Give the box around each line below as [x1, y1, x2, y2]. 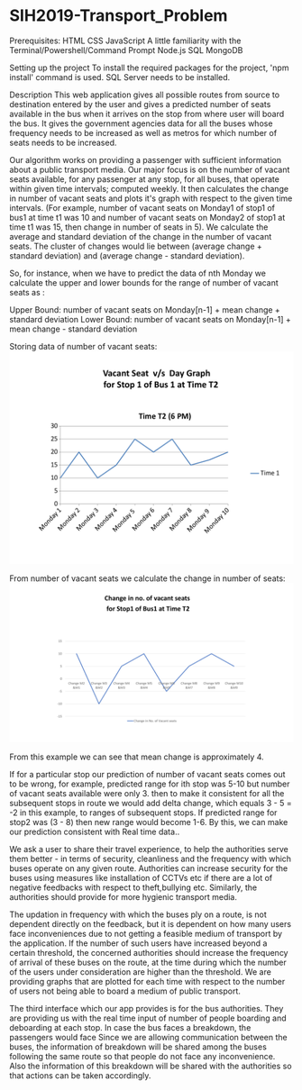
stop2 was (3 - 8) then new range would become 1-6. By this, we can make [9, 817, 288, 828]
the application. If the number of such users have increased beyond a [9, 938, 268, 949]
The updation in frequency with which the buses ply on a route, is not [9, 909, 268, 920]
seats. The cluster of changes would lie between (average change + [9, 241, 263, 251]
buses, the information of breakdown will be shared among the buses [9, 1041, 268, 1052]
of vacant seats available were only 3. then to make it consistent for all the [9, 788, 285, 799]
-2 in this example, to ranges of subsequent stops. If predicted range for [9, 807, 278, 818]
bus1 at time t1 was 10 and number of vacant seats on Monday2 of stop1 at [9, 212, 286, 223]
